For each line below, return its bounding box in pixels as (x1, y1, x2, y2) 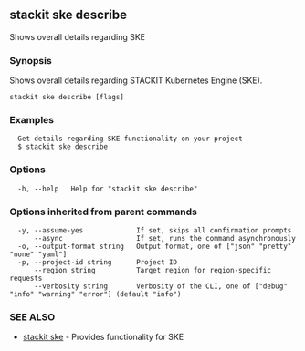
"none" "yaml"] (9, 250, 68, 259)
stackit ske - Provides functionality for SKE (22, 332, 184, 343)
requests (9, 274, 43, 283)
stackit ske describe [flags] (9, 93, 125, 102)
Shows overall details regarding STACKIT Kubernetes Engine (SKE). (9, 75, 263, 86)
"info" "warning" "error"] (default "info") (9, 290, 182, 299)
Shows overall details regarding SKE (9, 31, 146, 42)
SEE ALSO (9, 310, 56, 323)
